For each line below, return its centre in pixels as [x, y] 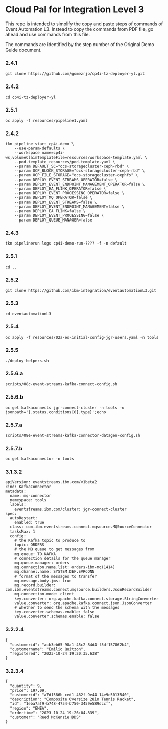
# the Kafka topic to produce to [50, 541]
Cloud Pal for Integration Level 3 [75, 9]
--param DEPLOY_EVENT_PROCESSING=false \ [59, 216]
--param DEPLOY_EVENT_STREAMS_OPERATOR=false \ [66, 180]
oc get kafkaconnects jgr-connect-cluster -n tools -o [65, 408]
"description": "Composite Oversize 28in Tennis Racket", [73, 699]
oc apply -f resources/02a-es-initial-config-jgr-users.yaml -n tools [82, 337]
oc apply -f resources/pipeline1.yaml [46, 120]
